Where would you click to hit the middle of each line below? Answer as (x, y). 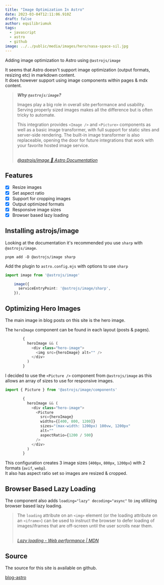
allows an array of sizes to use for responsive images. (59, 381)
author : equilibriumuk (28, 23)
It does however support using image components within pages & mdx (77, 80)
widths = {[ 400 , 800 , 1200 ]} (68, 422)
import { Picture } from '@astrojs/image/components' (61, 390)
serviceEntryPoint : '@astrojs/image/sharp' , (64, 289)
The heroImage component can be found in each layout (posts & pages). (78, 329)
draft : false (18, 19)
